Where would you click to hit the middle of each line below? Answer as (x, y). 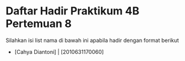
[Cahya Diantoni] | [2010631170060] (59, 51)
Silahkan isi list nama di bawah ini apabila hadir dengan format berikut (92, 40)
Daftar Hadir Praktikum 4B (73, 11)
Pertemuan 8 (39, 24)
